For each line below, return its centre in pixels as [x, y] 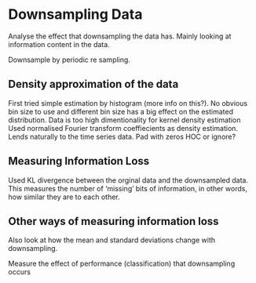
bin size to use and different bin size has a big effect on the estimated [121, 111]
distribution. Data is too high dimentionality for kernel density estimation [124, 120]
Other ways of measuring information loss [113, 221]
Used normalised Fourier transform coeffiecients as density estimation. [123, 128]
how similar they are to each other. [64, 197]
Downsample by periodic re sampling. [69, 60]
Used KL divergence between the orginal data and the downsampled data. [128, 180]
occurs [20, 272]
